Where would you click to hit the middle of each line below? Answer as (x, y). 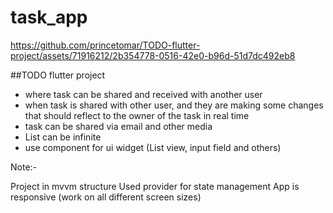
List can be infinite (63, 137)
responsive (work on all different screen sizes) (106, 197)
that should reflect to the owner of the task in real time (137, 115)
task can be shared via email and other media (118, 126)
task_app (49, 17)
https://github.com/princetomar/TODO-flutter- (105, 45)
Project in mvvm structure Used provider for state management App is (155, 186)
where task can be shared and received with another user (143, 94)
